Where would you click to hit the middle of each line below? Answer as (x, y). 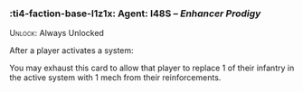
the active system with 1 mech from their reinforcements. (115, 78)
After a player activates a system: (71, 51)
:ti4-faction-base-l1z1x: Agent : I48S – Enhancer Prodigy (135, 14)
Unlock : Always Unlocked (57, 33)
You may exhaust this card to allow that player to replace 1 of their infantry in (152, 68)
